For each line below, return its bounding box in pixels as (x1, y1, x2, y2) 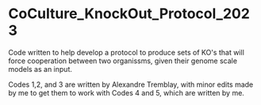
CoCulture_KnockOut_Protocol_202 (8, 5, 250, 23)
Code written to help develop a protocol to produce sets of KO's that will (8, 47, 244, 57)
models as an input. (8, 64, 73, 73)
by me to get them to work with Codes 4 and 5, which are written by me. (8, 88, 244, 97)
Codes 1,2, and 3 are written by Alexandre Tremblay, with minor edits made (8, 80, 254, 89)
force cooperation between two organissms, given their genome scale (8, 56, 238, 66)
